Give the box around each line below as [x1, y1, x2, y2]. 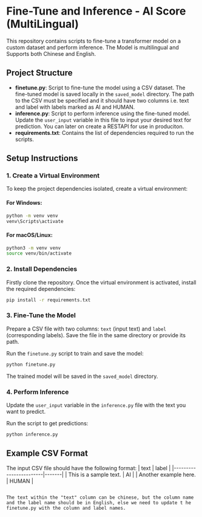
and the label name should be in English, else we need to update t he [6, 499, 191, 505]
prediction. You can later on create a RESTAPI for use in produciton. [15, 123, 184, 130]
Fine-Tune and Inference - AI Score [6, 4, 186, 18]
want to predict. [6, 408, 46, 415]
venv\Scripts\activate [6, 218, 64, 224]
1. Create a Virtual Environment [6, 171, 100, 180]
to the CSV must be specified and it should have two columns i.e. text [15, 97, 189, 104]
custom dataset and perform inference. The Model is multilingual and [6, 44, 179, 51]
